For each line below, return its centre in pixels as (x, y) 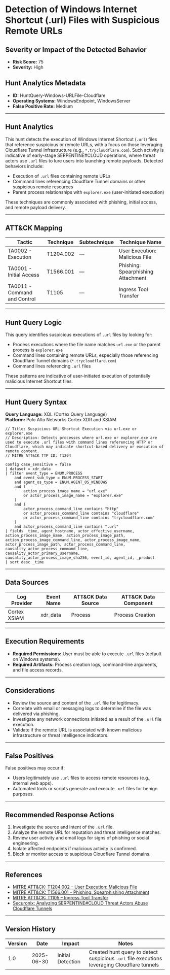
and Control (22, 299)
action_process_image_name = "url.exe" (66, 491)
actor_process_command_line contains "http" (71, 509)
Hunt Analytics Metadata (46, 83)
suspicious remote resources (43, 187)
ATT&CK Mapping (34, 228)
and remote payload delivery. (36, 207)
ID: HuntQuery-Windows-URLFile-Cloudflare (59, 95)
